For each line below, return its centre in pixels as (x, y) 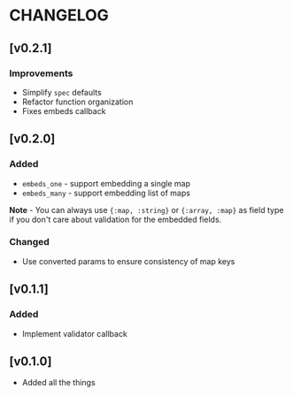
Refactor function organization (77, 102)
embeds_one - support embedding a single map (106, 183)
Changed (30, 242)
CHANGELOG (59, 15)
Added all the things (58, 383)
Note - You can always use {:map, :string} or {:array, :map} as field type (146, 209)
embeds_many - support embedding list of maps (106, 193)
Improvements (41, 73)
